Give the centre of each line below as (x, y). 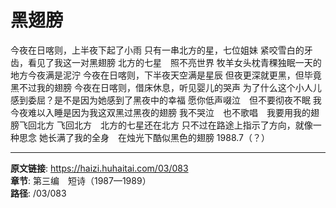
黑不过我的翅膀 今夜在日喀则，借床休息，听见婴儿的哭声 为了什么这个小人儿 (166, 87)
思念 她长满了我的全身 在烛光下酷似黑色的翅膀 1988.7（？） (144, 137)
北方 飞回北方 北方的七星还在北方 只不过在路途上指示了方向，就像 (174, 125)
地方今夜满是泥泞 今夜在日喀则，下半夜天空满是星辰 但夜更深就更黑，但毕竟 (166, 75)
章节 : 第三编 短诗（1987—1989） (81, 180)
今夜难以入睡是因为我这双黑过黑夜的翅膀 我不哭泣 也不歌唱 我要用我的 (160, 112)
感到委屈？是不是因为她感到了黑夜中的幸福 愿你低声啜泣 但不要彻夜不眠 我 (166, 100)
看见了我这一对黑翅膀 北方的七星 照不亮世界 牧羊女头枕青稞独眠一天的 (174, 62)
